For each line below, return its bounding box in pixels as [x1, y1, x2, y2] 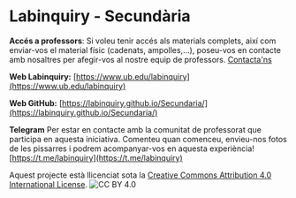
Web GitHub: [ [9, 97, 63, 108]
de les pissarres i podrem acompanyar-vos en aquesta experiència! [9, 143, 254, 154]
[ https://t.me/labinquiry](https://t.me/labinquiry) [9, 152, 183, 163]
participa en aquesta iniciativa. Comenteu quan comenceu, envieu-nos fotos [9, 133, 287, 144]
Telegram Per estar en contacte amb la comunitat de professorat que [9, 124, 262, 134]
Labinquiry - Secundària [9, 6, 192, 27]
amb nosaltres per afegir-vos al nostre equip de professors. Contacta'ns [9, 54, 272, 65]
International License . [9, 179, 88, 189]
